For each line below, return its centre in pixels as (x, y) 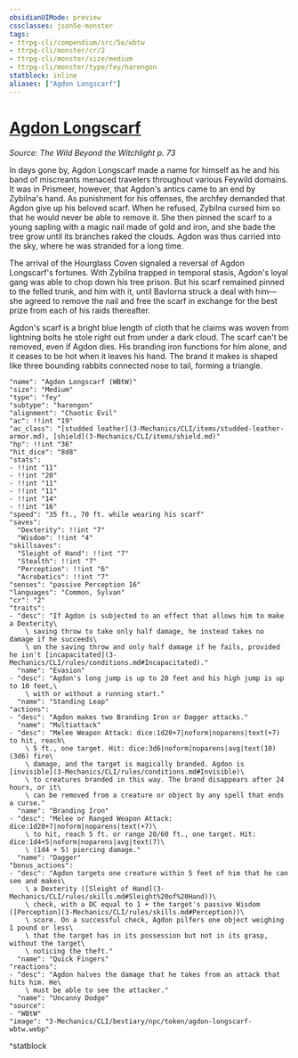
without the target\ (48, 943)
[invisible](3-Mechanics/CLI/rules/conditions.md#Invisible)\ (127, 772)
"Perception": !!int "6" (63, 569)
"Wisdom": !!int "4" (55, 537)
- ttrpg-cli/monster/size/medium (71, 59)
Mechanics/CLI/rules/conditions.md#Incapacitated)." (109, 662)
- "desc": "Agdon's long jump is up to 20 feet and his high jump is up (147, 678)
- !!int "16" (33, 506)
